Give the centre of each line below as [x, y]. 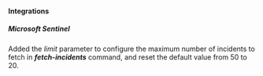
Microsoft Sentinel [39, 29]
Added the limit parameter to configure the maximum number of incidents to [132, 49]
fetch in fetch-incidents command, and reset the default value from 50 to [128, 57]
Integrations [29, 11]
